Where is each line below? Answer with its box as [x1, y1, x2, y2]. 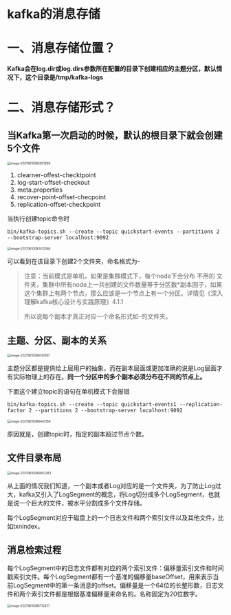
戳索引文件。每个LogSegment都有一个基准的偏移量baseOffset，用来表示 [7, 572, 213, 581]
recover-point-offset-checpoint [16, 193, 107, 201]
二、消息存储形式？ [7, 100, 116, 116]
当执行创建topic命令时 [7, 214, 70, 223]
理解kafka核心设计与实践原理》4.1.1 [23, 298, 124, 306]
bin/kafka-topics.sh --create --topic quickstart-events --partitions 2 [7, 228, 220, 235]
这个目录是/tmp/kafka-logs [25, 73, 104, 81]
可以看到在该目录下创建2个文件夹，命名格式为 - [7, 257, 140, 265]
